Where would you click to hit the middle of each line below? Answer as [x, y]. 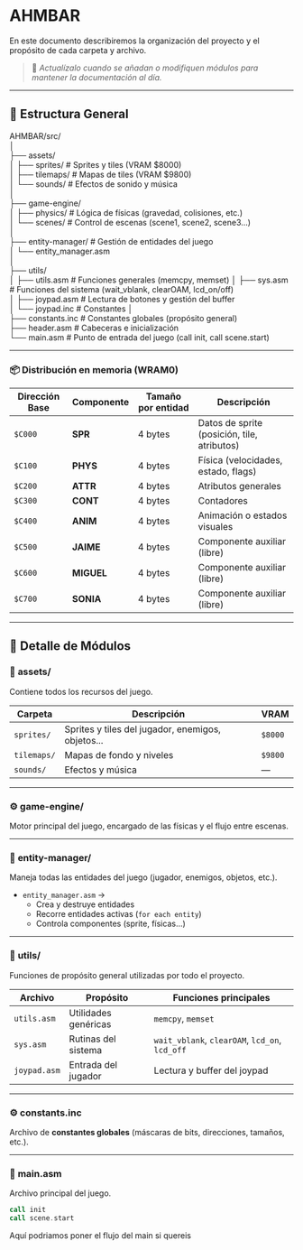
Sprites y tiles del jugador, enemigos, [142, 729]
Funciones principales [221, 997]
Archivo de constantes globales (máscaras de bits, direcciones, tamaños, [147, 1132]
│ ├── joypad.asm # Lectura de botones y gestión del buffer [122, 299]
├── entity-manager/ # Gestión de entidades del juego [111, 241]
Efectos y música [101, 770]
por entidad [164, 408]
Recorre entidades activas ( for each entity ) [119, 914]
